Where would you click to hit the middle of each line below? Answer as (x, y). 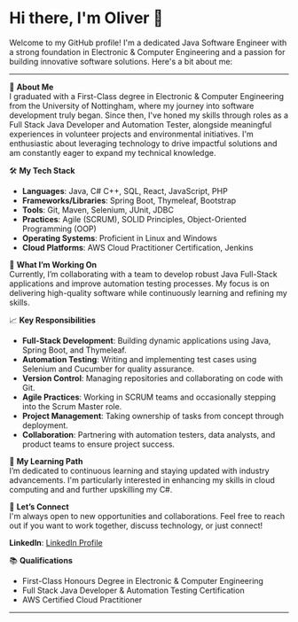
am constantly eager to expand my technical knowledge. (113, 152)
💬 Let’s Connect (39, 506)
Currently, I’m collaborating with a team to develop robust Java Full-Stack (143, 274)
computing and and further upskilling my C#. (91, 489)
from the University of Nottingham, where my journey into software (132, 105)
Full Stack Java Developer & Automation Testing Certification (133, 590)
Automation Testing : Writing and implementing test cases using (139, 359)
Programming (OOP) (59, 229)
